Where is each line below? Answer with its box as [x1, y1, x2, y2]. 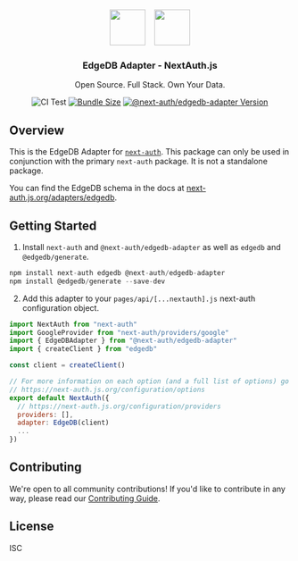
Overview [9, 122, 65, 138]
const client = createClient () [9, 361, 126, 370]
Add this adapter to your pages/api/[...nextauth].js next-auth [21, 293, 256, 304]
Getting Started [9, 218, 97, 233]
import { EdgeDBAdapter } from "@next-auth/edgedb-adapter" [9, 336, 238, 346]
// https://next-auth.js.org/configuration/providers [17, 402, 221, 411]
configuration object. [21, 302, 100, 313]
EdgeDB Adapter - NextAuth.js [82, 59, 218, 71]
